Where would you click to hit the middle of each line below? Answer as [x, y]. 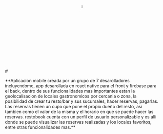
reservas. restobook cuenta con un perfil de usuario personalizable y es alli [81, 117]
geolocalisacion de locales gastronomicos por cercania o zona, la [71, 96]
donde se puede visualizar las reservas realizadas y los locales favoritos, [78, 122]
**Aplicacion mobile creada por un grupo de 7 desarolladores [68, 81]
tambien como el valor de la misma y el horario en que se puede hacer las [79, 112]
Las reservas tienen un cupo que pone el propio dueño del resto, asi [74, 106]
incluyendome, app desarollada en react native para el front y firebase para [81, 86]
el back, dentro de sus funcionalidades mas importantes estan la [70, 91]
